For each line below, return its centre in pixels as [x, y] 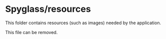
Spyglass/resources [48, 9]
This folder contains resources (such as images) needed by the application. [83, 23]
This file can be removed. [31, 32]
